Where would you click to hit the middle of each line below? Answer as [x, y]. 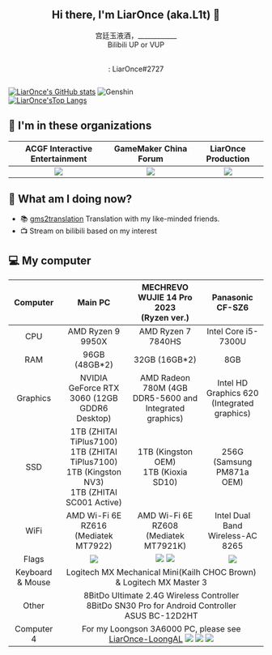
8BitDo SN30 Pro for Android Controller [161, 606]
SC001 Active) [94, 503]
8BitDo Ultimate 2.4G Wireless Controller [161, 596]
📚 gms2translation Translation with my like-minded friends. [120, 219]
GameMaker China [151, 148]
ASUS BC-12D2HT [161, 616]
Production [228, 159]
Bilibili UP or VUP [136, 45]
